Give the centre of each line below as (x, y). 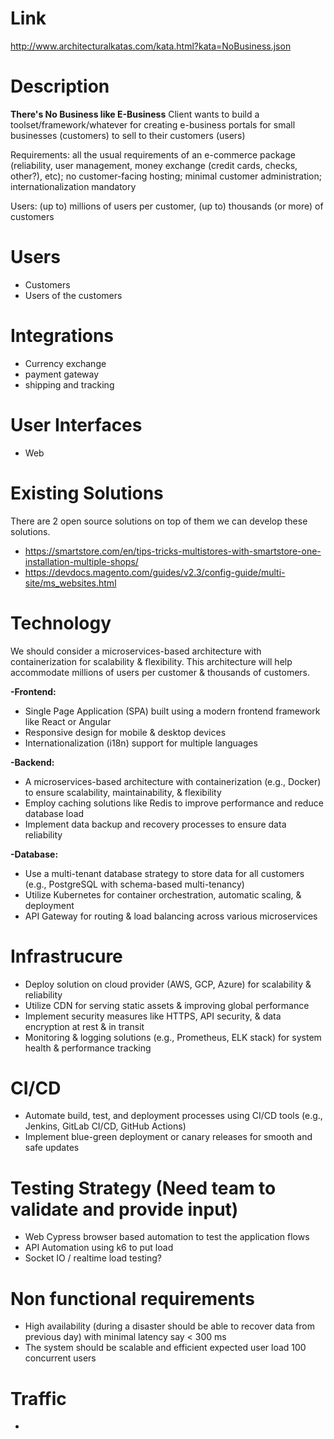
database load (54, 813)
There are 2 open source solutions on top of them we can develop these (159, 521)
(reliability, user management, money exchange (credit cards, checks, (154, 165)
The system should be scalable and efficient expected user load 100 (165, 1348)
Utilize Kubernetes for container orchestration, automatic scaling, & (163, 894)
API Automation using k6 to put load (99, 1248)
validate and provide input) (124, 1209)
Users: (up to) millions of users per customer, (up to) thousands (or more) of (167, 206)
